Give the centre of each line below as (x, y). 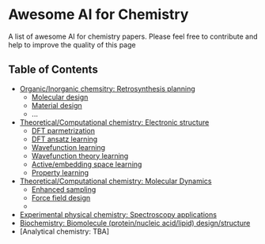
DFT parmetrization (63, 130)
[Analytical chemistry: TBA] (64, 231)
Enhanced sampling (64, 189)
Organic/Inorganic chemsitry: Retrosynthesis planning (107, 88)
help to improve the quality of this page (72, 44)
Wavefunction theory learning (80, 156)
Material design (57, 105)
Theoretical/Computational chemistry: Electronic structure (114, 122)
